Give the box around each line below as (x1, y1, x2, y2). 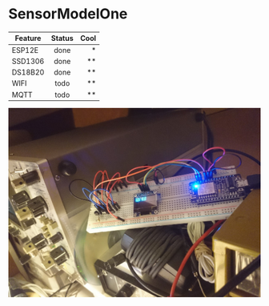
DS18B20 (11, 67, 45, 77)
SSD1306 (11, 56, 45, 66)
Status (50, 34, 74, 43)
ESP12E (11, 45, 38, 54)
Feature (14, 34, 42, 43)
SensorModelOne (8, 5, 128, 23)
